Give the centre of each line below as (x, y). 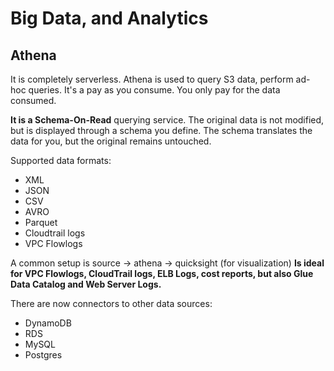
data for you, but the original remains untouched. (111, 141)
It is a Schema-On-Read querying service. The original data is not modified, (167, 120)
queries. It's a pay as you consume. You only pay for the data (154, 90)
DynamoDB (48, 323)
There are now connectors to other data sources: (111, 303)
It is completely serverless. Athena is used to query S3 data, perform (152, 79)
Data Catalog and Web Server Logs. (86, 284)
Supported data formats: (61, 160)
